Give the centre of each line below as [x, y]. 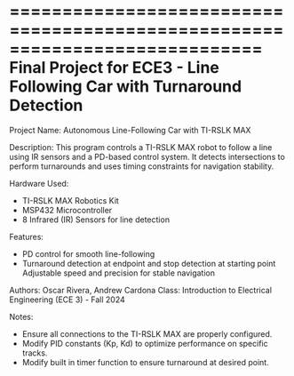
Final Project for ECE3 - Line [115, 68]
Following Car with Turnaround [126, 87]
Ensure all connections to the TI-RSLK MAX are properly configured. [147, 333]
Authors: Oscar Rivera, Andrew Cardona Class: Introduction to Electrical [141, 290]
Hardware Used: [39, 183]
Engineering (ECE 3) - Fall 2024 [68, 300]
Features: [27, 236]
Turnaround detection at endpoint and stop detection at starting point [149, 263]
